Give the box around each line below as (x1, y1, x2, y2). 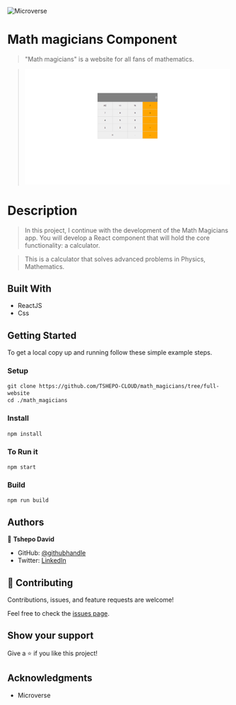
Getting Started (7, 329, 77, 341)
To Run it (7, 447, 38, 457)
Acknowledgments (7, 672, 93, 684)
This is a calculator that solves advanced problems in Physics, (24, 255, 206, 263)
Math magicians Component (7, 32, 177, 47)
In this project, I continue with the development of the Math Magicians (24, 226, 228, 234)
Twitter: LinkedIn (17, 556, 66, 565)
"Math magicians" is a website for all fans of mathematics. (24, 55, 194, 63)
